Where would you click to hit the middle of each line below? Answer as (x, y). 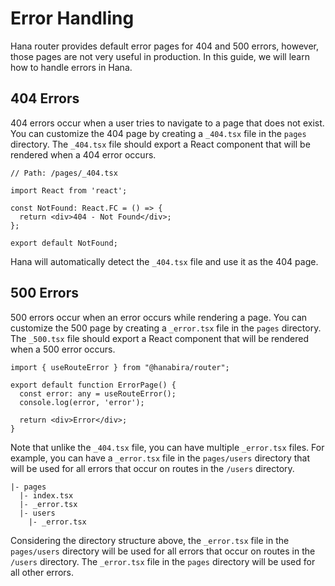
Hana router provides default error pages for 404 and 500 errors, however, (164, 46)
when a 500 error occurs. (63, 349)
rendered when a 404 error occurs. (83, 154)
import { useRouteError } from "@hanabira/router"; (120, 367)
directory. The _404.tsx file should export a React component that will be (160, 144)
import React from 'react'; (69, 190)
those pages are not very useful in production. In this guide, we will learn (160, 56)
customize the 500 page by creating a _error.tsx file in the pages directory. (166, 328)
